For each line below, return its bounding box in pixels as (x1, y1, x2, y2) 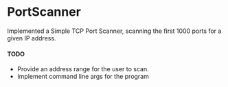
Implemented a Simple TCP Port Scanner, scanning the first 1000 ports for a (7, 27, 222, 35)
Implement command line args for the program (16, 73, 150, 81)
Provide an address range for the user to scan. (16, 65, 149, 73)
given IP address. (7, 34, 56, 42)
